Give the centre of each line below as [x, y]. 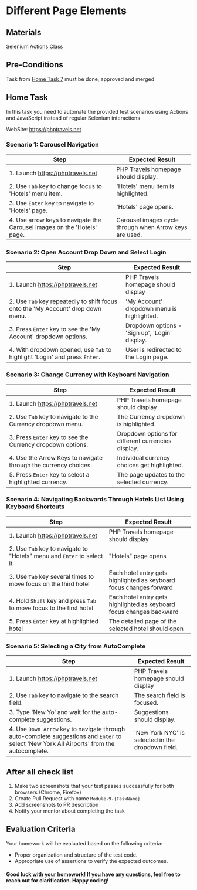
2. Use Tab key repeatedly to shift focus [63, 301]
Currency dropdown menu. [46, 424]
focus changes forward [141, 587]
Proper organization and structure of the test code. [76, 855]
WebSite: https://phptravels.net [44, 129]
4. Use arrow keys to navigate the [55, 220]
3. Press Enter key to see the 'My [55, 329]
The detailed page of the [143, 621]
